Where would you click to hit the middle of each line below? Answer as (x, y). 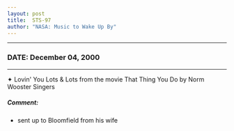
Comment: (23, 102)
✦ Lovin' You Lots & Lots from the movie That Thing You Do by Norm (106, 79)
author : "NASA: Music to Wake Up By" (62, 26)
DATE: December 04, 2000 (54, 58)
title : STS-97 (29, 20)
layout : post (26, 14)
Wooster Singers (31, 86)
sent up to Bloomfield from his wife (68, 120)
